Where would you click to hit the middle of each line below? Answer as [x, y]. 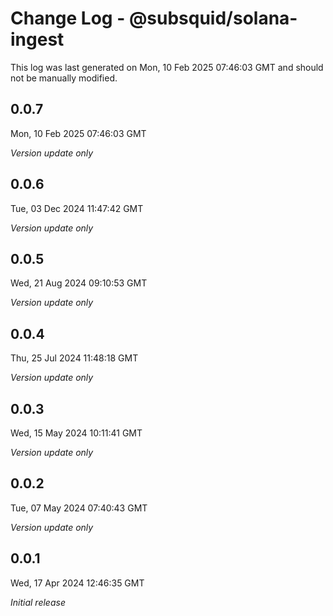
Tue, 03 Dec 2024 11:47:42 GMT [77, 208]
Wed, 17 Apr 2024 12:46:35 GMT [77, 583]
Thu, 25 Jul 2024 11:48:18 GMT [74, 358]
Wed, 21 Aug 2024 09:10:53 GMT [79, 283]
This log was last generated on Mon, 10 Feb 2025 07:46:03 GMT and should [167, 67]
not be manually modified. [64, 78]
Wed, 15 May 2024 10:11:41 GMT [76, 433]
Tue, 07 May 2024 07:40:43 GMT [79, 508]
